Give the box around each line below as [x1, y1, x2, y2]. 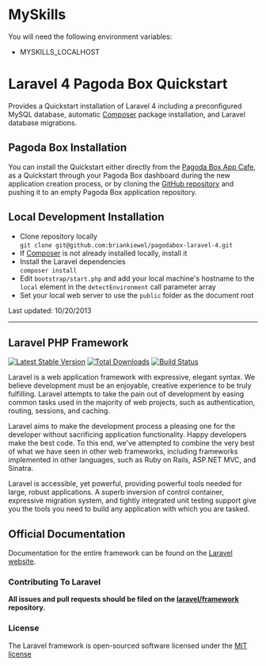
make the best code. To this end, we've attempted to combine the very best [8, 438, 255, 448]
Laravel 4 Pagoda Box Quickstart [8, 75, 228, 93]
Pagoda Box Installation [8, 141, 127, 155]
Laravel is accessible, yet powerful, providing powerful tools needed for [8, 479, 242, 488]
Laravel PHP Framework [8, 335, 129, 350]
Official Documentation [8, 527, 126, 541]
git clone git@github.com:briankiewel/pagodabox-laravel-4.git [19, 241, 234, 249]
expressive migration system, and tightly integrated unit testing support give [8, 496, 257, 505]
